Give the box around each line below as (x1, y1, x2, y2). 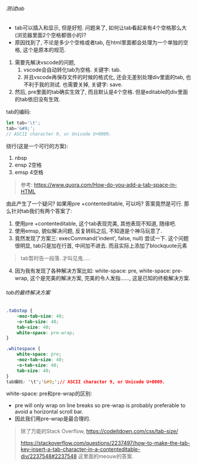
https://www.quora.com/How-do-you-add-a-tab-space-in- (34, 181, 178, 188)
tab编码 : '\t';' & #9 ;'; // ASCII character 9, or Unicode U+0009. (6, 379, 165, 385)
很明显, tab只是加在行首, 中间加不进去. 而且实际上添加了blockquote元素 (14, 242, 188, 249)
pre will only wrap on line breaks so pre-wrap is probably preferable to (14, 402, 186, 409)
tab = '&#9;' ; (6, 126, 35, 132)
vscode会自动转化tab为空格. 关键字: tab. (23, 66, 122, 73)
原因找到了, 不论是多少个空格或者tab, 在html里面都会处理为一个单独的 (14, 39, 183, 46)
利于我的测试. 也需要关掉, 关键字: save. (28, 81, 123, 88)
